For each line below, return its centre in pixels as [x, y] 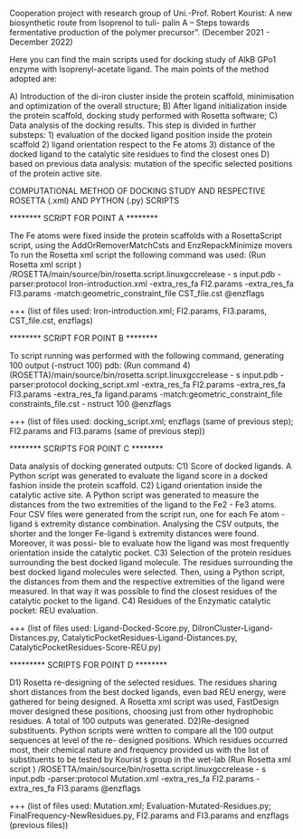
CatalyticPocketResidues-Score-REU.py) [85, 647]
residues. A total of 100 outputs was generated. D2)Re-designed [129, 721]
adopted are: [33, 79]
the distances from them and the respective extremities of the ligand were [147, 582]
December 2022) [42, 42]
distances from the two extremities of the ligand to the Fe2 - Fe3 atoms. [143, 505]
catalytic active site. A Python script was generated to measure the [134, 495]
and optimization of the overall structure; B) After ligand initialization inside [148, 106]
